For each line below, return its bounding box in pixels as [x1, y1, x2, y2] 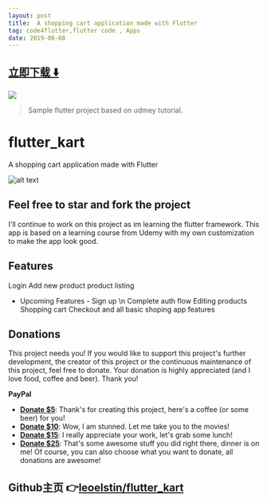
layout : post [8, 11, 52, 20]
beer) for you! [19, 414, 65, 423]
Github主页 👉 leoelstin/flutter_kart [8, 480, 184, 494]
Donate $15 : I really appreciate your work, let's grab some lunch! [19, 430, 233, 440]
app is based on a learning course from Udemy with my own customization [8, 228, 255, 237]
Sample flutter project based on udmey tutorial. [27, 105, 183, 116]
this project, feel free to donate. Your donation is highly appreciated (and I [8, 366, 251, 375]
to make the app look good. [8, 236, 99, 245]
